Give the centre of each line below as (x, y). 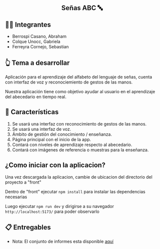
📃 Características (32, 112)
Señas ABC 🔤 (82, 8)
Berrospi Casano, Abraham (39, 37)
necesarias (16, 197)
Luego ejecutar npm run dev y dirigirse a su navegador (60, 206)
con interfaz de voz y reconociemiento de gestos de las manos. (69, 82)
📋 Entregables (28, 227)
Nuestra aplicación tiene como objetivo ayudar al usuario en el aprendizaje (80, 92)
